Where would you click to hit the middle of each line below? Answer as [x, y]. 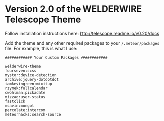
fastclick [15, 101]
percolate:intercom [25, 110]
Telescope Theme [43, 20]
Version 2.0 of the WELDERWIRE [74, 9]
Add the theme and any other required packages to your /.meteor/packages [82, 43]
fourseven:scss [21, 71]
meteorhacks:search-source [33, 114]
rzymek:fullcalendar [27, 88]
